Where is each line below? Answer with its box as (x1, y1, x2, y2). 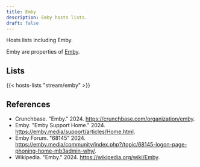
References (6, 99, 51, 109)
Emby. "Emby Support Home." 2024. (14, 122, 105, 128)
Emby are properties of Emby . (6, 48, 80, 55)
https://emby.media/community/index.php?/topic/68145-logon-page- (14, 141, 187, 148)
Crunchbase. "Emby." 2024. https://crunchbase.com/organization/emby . (14, 115, 195, 122)
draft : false (6, 20, 39, 26)
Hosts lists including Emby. (6, 37, 73, 44)
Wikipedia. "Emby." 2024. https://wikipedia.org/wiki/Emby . (14, 154, 160, 160)
